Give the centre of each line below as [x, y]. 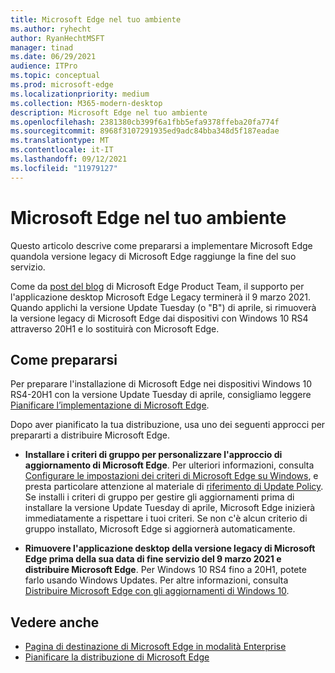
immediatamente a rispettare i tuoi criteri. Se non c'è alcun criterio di [166, 518]
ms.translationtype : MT [60, 141]
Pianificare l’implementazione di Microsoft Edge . [110, 405]
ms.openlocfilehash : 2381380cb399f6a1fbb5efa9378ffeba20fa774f [145, 122]
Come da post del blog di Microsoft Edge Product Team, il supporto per [157, 286]
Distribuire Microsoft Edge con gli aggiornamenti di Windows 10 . [157, 591]
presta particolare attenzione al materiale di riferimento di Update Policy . [174, 487]
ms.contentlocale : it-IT [62, 150]
